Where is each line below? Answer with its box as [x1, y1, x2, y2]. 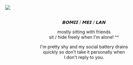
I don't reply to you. [64, 55, 104, 60]
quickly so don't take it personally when [43, 49, 125, 55]
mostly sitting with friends [57, 29, 111, 35]
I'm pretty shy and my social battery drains [39, 44, 128, 50]
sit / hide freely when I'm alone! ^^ [49, 34, 119, 40]
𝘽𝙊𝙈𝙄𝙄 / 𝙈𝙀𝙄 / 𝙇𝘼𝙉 [62, 19, 106, 25]
